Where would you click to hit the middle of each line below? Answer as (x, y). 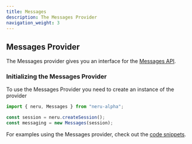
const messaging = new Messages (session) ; (60, 123)
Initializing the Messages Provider (57, 77)
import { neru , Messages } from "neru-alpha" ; (65, 107)
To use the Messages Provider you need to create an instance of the (90, 89)
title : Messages (26, 12)
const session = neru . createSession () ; (56, 118)
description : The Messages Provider (52, 17)
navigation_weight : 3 (33, 23)
